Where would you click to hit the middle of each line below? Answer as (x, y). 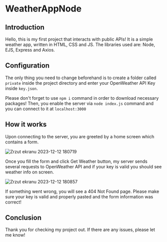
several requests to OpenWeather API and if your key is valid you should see (83, 166)
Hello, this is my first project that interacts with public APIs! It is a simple (79, 39)
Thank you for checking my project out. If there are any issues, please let (80, 230)
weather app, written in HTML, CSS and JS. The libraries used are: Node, (80, 45)
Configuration (27, 66)
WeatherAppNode (43, 9)
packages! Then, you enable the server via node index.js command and (79, 103)
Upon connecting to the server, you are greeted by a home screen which (80, 136)
